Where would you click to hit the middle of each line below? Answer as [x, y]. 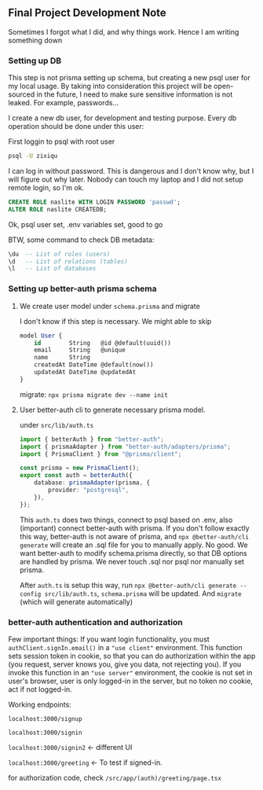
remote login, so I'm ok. [46, 187]
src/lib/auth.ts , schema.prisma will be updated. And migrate [143, 593]
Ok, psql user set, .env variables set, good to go [86, 224]
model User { [41, 336]
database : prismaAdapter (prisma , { [92, 483]
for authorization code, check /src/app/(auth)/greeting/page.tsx [115, 777]
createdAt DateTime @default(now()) [94, 365]
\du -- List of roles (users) [59, 254]
